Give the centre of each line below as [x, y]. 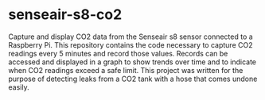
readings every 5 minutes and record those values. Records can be [118, 53]
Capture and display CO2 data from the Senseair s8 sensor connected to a [131, 37]
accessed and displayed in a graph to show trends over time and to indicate [132, 62]
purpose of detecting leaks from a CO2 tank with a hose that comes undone [133, 79]
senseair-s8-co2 [65, 15]
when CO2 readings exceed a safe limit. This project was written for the [126, 70]
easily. [19, 87]
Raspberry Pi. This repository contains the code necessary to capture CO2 [131, 44]
